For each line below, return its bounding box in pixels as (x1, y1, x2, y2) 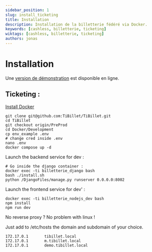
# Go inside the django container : (5, 163, 83, 169)
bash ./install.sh (5, 173, 45, 178)
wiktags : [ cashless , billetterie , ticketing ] (5, 31, 104, 36)
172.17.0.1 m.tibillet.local (5, 238, 81, 243)
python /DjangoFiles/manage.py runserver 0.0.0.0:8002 (5, 177, 125, 182)
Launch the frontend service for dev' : (5, 186, 85, 192)
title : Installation (5, 17, 50, 22)
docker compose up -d (5, 144, 52, 150)
